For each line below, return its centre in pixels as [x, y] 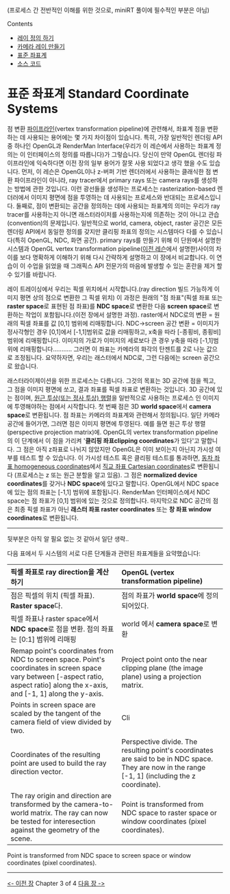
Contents [20, 24]
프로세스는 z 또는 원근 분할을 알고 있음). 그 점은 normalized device [107, 474]
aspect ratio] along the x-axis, [59, 685]
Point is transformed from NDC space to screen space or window [99, 855]
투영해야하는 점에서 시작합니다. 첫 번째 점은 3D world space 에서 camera [113, 406]
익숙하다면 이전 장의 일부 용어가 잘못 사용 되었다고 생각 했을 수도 [122, 162]
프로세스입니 [204, 197]
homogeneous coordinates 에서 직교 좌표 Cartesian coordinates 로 [105, 466]
